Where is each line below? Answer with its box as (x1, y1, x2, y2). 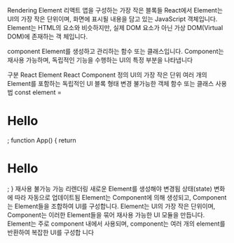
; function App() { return (7, 135, 77, 145)
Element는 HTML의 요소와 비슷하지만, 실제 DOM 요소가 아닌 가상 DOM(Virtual (7, 24, 223, 31)
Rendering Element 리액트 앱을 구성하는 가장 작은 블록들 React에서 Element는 (7, 6, 223, 14)
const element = (14, 88, 62, 96)
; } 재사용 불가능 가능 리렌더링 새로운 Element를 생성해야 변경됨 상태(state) (7, 184, 212, 193)
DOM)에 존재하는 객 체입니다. (7, 32, 88, 40)
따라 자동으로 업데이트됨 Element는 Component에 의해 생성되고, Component (14, 193, 227, 201)
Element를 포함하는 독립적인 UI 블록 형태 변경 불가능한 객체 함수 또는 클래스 (7, 80, 214, 87)
